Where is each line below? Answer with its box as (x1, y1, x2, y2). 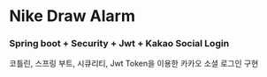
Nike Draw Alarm (9, 6, 135, 26)
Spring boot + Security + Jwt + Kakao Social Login (9, 38, 230, 50)
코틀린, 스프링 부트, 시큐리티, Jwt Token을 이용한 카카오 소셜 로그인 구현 (9, 59, 259, 69)
